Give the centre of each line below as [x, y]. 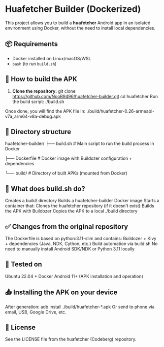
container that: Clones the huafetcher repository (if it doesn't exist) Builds [80, 206]
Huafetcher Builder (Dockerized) [73, 9]
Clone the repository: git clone [44, 91]
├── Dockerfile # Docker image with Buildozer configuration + [69, 158]
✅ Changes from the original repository [66, 226]
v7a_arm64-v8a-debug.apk [33, 116]
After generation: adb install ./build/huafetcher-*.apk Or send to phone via [80, 307]
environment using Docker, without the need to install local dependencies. [80, 28]
